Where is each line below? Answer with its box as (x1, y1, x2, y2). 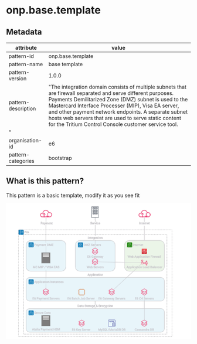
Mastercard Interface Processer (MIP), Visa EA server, (48, 102, 179, 109)
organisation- (8, 137, 42, 144)
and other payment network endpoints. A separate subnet (48, 108, 188, 115)
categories (8, 158, 35, 165)
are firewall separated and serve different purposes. (48, 89, 174, 97)
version (8, 75, 27, 82)
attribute (15, 44, 37, 51)
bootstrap (48, 154, 72, 161)
